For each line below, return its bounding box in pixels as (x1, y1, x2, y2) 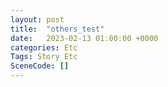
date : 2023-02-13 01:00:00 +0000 (10, 33, 159, 43)
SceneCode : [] (10, 61, 70, 71)
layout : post (10, 14, 65, 25)
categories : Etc (10, 42, 78, 53)
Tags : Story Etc (10, 52, 78, 62)
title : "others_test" (10, 24, 105, 34)
